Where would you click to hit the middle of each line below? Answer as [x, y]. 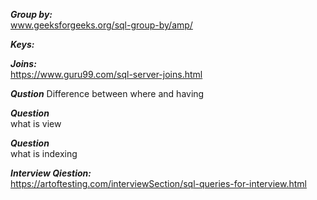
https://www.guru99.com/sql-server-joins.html [106, 74]
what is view [36, 123]
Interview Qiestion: [51, 173]
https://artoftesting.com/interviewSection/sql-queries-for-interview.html [158, 183]
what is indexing [44, 153]
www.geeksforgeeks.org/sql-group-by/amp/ [101, 25]
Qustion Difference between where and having [107, 93]
